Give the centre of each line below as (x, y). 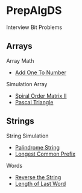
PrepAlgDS (34, 11)
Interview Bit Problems (34, 27)
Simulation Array (27, 84)
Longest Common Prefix (45, 154)
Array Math (20, 60)
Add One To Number (40, 72)
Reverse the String (38, 177)
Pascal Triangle (34, 102)
